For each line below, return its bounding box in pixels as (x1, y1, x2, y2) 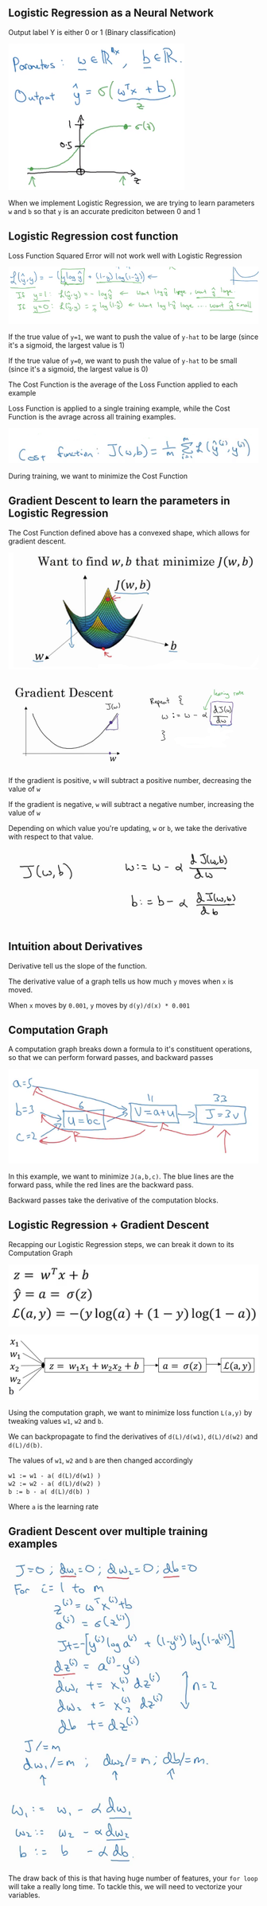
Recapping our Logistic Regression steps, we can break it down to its (8, 1239, 234, 1249)
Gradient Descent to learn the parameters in (8, 494, 230, 508)
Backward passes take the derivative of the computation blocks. (8, 1195, 219, 1205)
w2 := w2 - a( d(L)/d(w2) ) (8, 1480, 102, 1488)
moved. (8, 984, 33, 994)
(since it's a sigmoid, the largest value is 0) (8, 364, 149, 373)
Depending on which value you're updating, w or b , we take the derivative (8, 823, 248, 832)
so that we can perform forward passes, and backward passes (8, 1053, 214, 1062)
